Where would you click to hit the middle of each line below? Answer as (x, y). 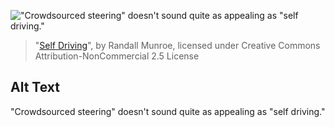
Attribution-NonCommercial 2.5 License (117, 56)
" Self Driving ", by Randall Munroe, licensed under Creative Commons (177, 45)
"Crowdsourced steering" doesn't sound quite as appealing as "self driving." (168, 111)
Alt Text (35, 87)
